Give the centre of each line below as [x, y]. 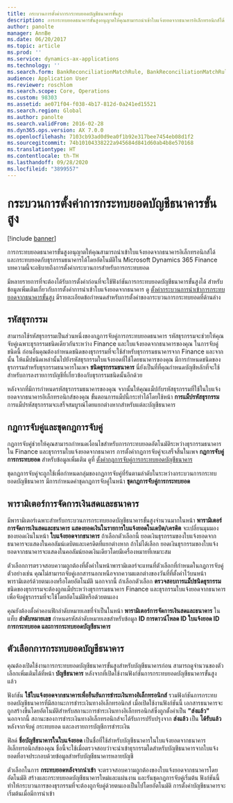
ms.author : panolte [35, 117]
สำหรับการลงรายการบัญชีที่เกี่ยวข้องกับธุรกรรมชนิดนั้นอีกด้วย [75, 375]
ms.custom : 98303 [32, 98]
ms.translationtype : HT [42, 150]
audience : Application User [48, 78]
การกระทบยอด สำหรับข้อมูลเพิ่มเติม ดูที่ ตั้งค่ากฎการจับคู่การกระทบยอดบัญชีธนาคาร [100, 459]
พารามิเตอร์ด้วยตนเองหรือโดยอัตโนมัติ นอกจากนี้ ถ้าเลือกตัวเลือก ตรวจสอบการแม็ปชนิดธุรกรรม [114, 581]
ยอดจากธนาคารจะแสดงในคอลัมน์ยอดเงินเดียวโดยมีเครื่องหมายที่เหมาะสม [89, 551]
